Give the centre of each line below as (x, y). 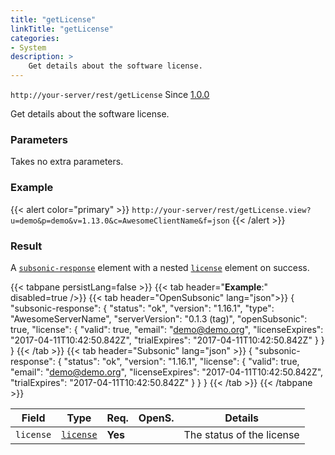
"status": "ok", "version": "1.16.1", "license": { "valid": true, (181, 361)
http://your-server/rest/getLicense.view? (221, 210)
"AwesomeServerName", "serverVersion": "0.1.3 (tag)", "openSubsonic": (159, 318)
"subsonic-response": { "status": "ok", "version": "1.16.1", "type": (142, 308)
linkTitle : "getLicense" (62, 29)
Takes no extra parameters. (67, 162)
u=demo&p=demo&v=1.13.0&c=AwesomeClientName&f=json (120, 221)
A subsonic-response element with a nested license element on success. (160, 267)
